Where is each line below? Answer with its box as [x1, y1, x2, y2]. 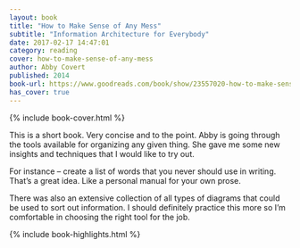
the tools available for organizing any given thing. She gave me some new [9, 139, 280, 150]
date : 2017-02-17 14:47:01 [9, 37, 110, 47]
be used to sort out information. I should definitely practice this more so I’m [9, 202, 286, 212]
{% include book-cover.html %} [9, 112, 125, 123]
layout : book [9, 12, 58, 22]
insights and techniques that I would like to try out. [9, 148, 195, 159]
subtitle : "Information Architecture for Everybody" [9, 29, 210, 38]
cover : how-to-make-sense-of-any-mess [9, 54, 154, 63]
